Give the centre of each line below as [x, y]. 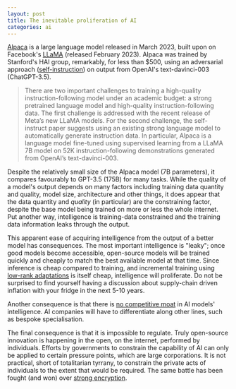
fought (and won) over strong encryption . [67, 378]
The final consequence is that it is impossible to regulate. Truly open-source [118, 333]
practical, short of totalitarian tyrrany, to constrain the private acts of [107, 363]
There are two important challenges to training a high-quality [113, 91]
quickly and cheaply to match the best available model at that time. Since [113, 261]
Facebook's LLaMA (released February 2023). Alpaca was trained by [107, 54]
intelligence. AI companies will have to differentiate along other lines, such [115, 312]
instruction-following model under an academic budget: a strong [118, 98]
